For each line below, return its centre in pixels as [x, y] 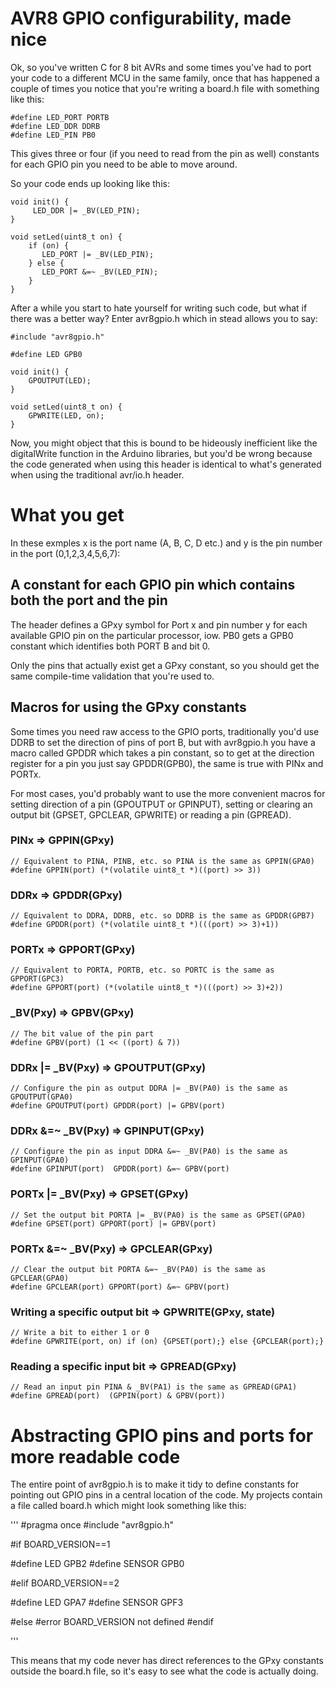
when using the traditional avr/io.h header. [97, 474]
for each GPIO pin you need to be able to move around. [124, 164]
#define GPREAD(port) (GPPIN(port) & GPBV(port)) [118, 1396]
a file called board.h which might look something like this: [128, 1506]
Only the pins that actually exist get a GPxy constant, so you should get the [165, 665]
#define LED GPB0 [46, 354]
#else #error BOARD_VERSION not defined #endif [112, 1622]
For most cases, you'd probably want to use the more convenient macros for [168, 793]
